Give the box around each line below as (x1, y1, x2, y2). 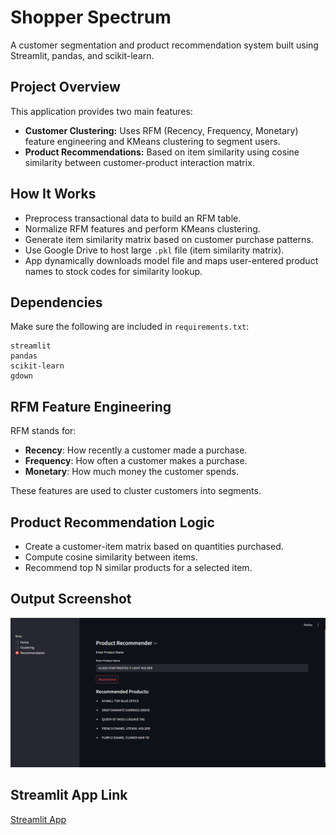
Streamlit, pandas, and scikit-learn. (10, 49, 155, 61)
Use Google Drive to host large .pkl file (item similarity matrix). (24, 244, 285, 256)
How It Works (10, 186, 97, 203)
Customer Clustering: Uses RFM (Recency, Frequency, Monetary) (24, 124, 299, 136)
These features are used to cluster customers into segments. (10, 485, 262, 497)
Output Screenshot (10, 591, 132, 608)
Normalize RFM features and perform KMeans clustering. (24, 222, 261, 235)
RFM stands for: (10, 425, 77, 437)
